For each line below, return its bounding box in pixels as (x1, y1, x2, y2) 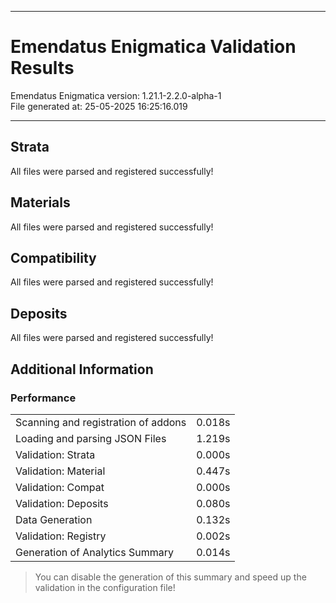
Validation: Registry (15, 529, 107, 543)
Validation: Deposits (15, 496, 109, 510)
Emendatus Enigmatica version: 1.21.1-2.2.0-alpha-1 (10, 89, 222, 101)
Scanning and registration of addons (15, 415, 187, 429)
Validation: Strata (15, 447, 96, 461)
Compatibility (10, 249, 97, 266)
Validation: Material (15, 464, 106, 478)
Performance (10, 391, 77, 405)
